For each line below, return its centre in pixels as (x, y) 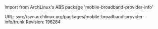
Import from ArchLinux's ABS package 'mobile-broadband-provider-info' (79, 7)
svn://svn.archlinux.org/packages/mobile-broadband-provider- (80, 16)
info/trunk (15, 22)
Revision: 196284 (43, 22)
